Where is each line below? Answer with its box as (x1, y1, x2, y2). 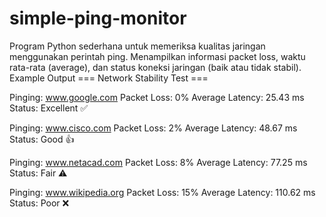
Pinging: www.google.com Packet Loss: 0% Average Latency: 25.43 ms (9, 91, 305, 103)
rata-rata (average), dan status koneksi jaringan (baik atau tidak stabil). (9, 61, 302, 73)
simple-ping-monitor (9, 7, 187, 30)
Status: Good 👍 (9, 133, 75, 145)
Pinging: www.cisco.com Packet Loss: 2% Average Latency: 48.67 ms (9, 122, 298, 134)
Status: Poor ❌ (9, 197, 70, 209)
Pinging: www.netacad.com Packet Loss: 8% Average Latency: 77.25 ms (9, 156, 308, 168)
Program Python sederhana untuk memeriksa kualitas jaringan (9, 40, 266, 52)
